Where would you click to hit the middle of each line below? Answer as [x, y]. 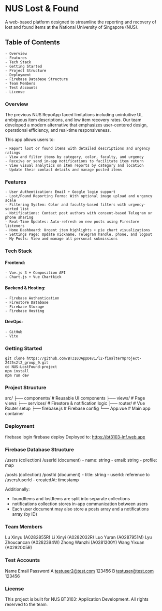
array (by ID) [25, 514]
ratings [13, 153]
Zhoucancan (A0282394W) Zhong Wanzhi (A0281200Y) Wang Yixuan [75, 542]
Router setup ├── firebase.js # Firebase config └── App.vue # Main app [78, 408]
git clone [15, 358]
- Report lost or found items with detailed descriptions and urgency [78, 149]
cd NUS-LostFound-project [31, 367]
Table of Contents [33, 43]
